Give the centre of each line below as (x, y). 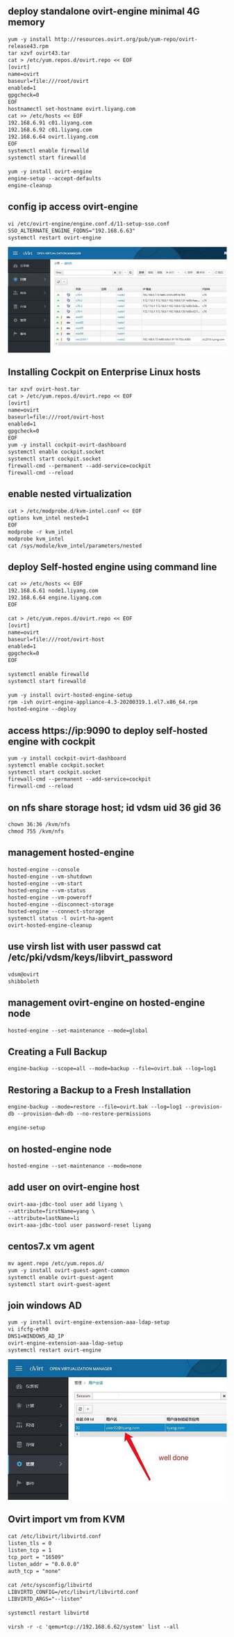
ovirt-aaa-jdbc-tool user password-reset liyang (80, 1225)
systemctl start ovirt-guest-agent (59, 1284)
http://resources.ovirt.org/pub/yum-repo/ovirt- (126, 39)
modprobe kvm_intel (36, 539)
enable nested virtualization (70, 494)
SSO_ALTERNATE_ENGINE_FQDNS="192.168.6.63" (72, 230)
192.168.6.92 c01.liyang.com (50, 130)
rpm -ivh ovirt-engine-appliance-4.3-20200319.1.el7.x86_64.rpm (103, 703)
